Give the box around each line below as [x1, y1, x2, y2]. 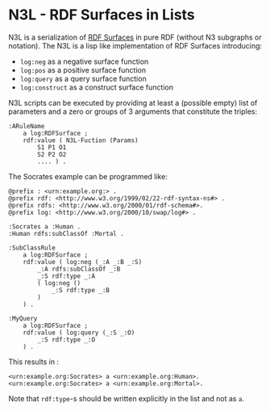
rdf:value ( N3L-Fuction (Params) [23, 136, 139, 145]
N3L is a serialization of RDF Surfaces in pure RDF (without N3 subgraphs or [8, 32, 262, 42]
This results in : [8, 357, 59, 367]
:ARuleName [8, 122, 45, 130]
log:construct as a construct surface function [19, 82, 173, 92]
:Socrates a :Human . [8, 222, 81, 231]
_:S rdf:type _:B [51, 286, 110, 294]
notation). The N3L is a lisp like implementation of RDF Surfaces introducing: [8, 40, 263, 50]
